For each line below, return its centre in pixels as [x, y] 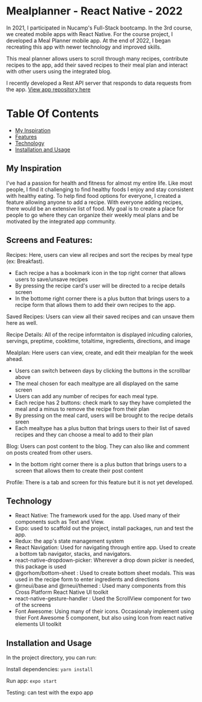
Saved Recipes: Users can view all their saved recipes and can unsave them [100, 316]
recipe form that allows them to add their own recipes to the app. [95, 304]
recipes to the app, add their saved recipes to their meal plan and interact [97, 65]
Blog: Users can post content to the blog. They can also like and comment [98, 446]
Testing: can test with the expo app [50, 692]
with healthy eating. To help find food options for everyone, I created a [93, 196]
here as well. [22, 322]
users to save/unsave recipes [51, 279]
